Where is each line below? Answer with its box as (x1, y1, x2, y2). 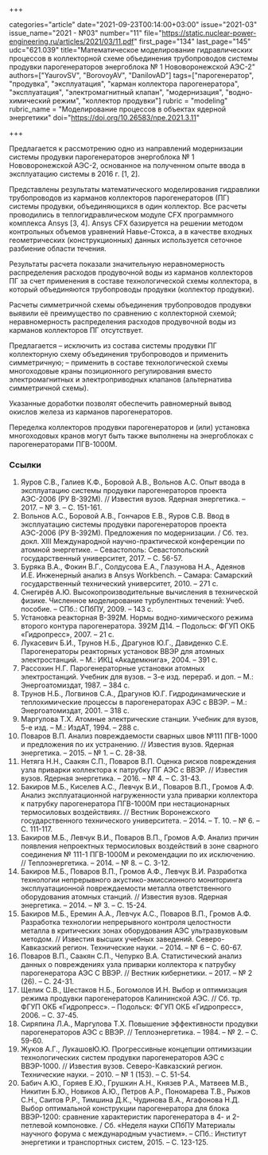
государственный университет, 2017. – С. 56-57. (20, 554, 184, 563)
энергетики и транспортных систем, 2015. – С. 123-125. (20, 1137, 209, 1147)
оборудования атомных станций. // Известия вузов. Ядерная (20, 892, 228, 902)
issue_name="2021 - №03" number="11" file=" (9, 29, 162, 37)
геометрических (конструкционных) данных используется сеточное (9, 236, 243, 245)
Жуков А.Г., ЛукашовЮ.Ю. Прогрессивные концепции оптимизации (20, 1044, 252, 1054)
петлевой (20, 1121, 53, 1130)
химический (9, 96, 51, 105)
